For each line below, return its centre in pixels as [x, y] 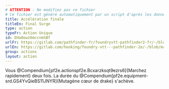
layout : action [21, 56]
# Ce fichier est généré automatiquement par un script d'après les [78, 14]
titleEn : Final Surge [28, 24]
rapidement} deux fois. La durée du [42, 76]
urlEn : [12, 47]
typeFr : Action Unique [29, 33]
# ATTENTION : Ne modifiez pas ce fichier [50, 10]
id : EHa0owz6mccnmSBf [28, 38]
